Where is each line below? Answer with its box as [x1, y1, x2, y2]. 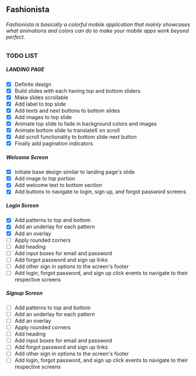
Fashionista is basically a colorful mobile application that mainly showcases [6, 20, 190, 28]
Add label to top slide [14, 100, 66, 107]
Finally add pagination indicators [14, 140, 94, 147]
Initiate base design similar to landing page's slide [14, 169, 135, 176]
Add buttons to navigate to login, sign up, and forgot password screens [14, 188, 186, 195]
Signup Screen [6, 289, 43, 297]
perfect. [6, 33, 25, 40]
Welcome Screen [6, 154, 49, 161]
